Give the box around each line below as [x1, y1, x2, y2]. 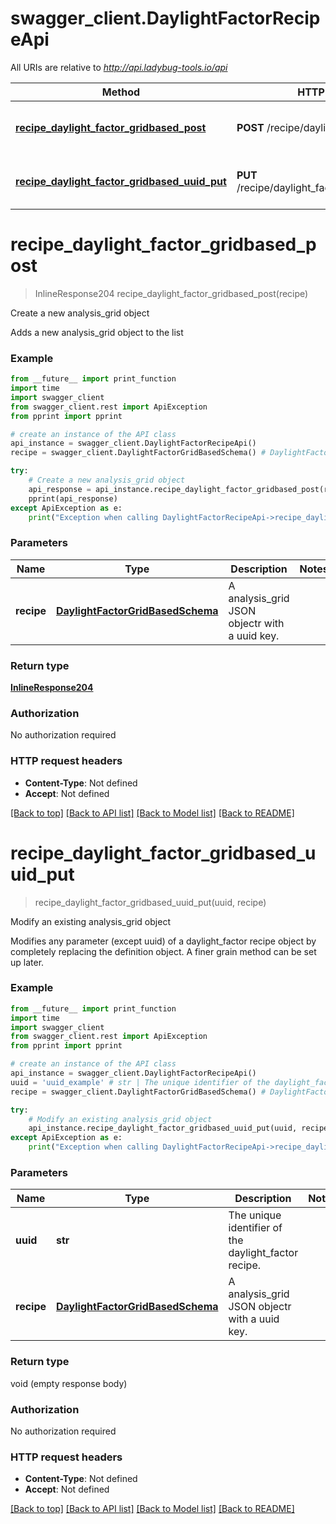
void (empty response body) [10, 1377, 128, 1389]
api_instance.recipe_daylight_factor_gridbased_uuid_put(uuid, [28, 1123, 298, 1134]
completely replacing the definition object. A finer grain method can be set [10, 945, 317, 957]
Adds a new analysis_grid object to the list [10, 326, 184, 338]
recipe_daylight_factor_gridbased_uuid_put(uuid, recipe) [34, 896, 267, 908]
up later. [10, 956, 45, 968]
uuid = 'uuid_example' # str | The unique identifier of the [10, 1077, 271, 1087]
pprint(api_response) [28, 493, 118, 504]
